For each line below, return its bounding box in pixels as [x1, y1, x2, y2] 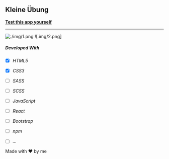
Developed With [5, 45, 40, 51]
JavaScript [12, 98, 36, 104]
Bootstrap [12, 118, 34, 124]
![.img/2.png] [34, 33, 62, 39]
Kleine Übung [5, 6, 49, 14]
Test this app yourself [5, 19, 52, 25]
